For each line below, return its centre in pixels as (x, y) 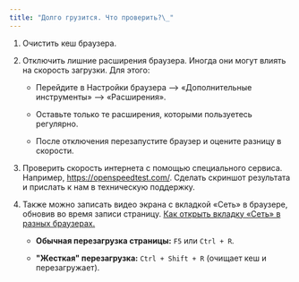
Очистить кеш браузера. (69, 43)
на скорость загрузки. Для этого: (86, 70)
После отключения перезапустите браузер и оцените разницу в (158, 141)
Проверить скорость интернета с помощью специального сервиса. (152, 167)
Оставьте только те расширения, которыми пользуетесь (144, 114)
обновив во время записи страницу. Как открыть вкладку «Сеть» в (151, 214)
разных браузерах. (59, 223)
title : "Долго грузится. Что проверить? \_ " (92, 17)
